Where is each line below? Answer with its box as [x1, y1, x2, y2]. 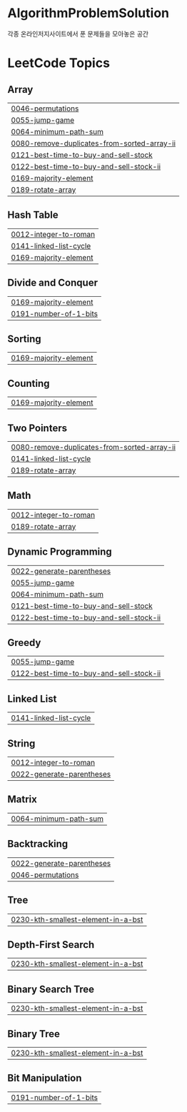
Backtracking [7, 838, 69, 850]
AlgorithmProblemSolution [7, 5, 170, 21]
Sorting [7, 333, 41, 345]
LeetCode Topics [7, 55, 111, 71]
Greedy [7, 637, 41, 649]
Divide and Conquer [7, 277, 98, 289]
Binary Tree [7, 1028, 61, 1040]
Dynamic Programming [7, 546, 112, 558]
